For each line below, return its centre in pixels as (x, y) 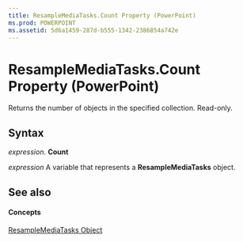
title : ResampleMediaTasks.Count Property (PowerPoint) (102, 15)
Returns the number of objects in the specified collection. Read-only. (121, 108)
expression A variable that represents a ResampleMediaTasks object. (122, 168)
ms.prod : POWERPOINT (42, 23)
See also (30, 192)
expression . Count (38, 152)
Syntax (26, 132)
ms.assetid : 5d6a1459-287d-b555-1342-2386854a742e (93, 30)
